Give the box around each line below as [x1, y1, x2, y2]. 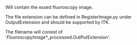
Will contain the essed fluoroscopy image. [5, 4, 93, 10]
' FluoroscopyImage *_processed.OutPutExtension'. [5, 34, 111, 40]
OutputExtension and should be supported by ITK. [5, 19, 110, 25]
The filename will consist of [5, 29, 63, 34]
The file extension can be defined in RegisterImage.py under [5, 14, 132, 19]
